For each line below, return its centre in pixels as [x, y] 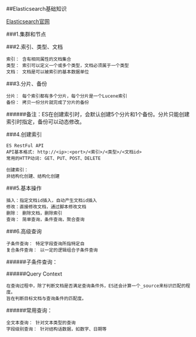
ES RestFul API [25, 146]
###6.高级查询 [24, 231]
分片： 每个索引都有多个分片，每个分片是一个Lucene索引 [67, 96]
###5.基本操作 [24, 188]
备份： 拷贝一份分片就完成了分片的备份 [48, 103]
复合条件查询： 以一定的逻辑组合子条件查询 [52, 250]
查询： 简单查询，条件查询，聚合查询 [45, 219]
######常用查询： [29, 310]
